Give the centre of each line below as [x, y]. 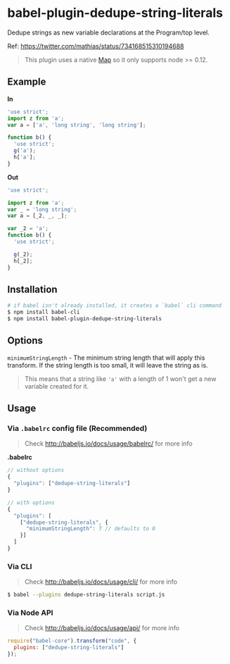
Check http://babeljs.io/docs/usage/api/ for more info [102, 628]
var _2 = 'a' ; [28, 229]
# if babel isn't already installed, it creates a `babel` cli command [114, 306]
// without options [36, 470]
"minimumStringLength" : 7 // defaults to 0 [91, 529]
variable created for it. [57, 386]
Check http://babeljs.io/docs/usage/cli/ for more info [101, 582]
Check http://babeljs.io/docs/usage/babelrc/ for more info [109, 444]
